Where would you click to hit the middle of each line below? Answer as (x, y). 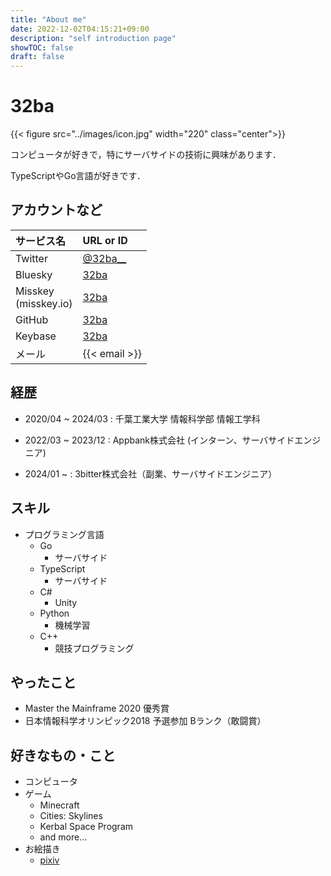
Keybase (36, 336)
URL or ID (105, 240)
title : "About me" (48, 19)
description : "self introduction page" (93, 38)
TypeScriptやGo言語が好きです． (78, 176)
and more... (63, 837)
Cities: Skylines (71, 816)
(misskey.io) (44, 303)
